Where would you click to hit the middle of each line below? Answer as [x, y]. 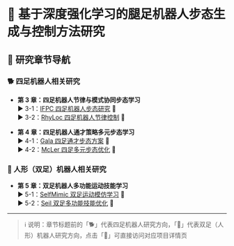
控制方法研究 [69, 32]
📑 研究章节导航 [39, 60]
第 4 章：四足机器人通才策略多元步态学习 [76, 132]
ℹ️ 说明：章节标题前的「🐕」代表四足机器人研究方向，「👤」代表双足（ [121, 224]
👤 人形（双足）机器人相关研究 [57, 169]
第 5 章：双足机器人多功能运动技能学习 [73, 186]
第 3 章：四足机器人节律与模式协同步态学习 [79, 100]
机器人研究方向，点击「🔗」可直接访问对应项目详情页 [112, 236]
